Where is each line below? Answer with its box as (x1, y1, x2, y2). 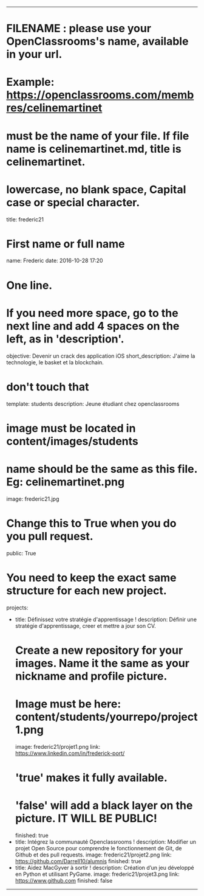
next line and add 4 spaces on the (6, 319, 180, 333)
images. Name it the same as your (15, 656, 190, 670)
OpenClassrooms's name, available (6, 35, 189, 49)
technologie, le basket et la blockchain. (6, 358, 104, 366)
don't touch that (6, 380, 89, 394)
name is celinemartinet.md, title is (6, 142, 182, 156)
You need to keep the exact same (6, 571, 177, 585)
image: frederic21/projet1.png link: (15, 743, 101, 750)
